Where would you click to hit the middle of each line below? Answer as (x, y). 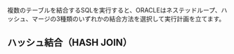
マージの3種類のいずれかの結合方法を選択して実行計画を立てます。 (128, 19)
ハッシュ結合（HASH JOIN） (70, 43)
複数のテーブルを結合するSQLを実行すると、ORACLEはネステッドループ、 (114, 10)
